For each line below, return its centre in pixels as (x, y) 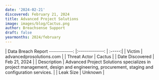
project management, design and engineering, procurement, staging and (79, 67)
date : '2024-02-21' (25, 10)
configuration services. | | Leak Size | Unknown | (55, 72)
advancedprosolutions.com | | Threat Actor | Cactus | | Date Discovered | (80, 56)
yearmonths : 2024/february (33, 38)
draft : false (19, 33)
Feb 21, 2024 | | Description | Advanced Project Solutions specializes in (78, 62)
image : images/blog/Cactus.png (37, 23)
